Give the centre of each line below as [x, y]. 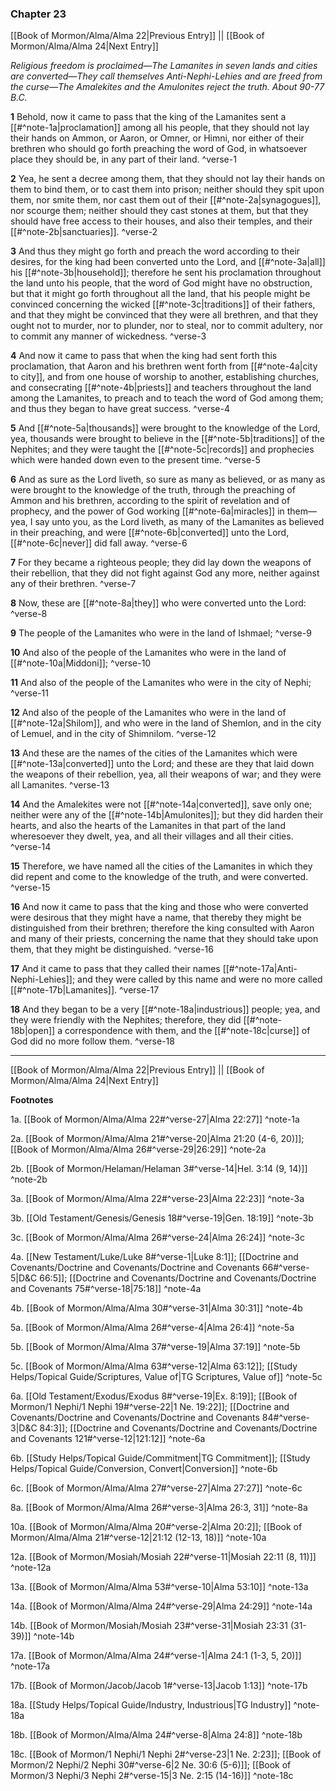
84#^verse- [286, 1418]
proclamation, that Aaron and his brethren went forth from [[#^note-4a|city [164, 366]
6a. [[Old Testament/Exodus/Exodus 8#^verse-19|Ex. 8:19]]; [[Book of [154, 1396]
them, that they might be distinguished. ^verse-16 [112, 949]
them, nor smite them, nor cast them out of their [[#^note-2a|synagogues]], [166, 200]
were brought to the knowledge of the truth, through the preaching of [153, 490]
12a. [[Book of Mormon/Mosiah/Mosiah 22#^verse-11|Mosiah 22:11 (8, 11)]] [163, 1557]
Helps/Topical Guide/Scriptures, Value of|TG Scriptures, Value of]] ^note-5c [166, 1377]
